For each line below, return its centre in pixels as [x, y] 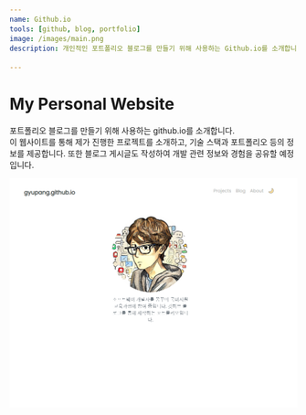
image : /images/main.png [57, 38]
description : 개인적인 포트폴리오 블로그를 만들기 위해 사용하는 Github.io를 [139, 48]
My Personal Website [92, 104]
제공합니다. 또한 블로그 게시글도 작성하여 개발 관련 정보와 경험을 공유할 [152, 154]
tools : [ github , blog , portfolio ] [75, 29]
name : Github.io [40, 19]
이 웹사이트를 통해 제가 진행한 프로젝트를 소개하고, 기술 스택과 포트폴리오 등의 [147, 143]
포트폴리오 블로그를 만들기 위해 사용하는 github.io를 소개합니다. [122, 131]
